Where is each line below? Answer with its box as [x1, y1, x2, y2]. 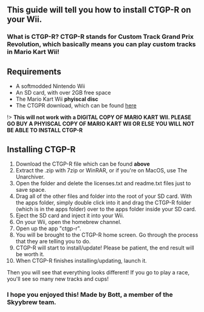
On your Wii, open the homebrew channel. [15, 218, 122, 225]
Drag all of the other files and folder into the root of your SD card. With [15, 192, 192, 200]
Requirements [7, 66, 61, 76]
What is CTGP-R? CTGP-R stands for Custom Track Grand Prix [7, 33, 194, 41]
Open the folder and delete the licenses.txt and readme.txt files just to [15, 179, 191, 187]
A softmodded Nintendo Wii [15, 83, 86, 90]
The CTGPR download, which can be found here [15, 102, 137, 109]
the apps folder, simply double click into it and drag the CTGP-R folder [15, 198, 192, 206]
